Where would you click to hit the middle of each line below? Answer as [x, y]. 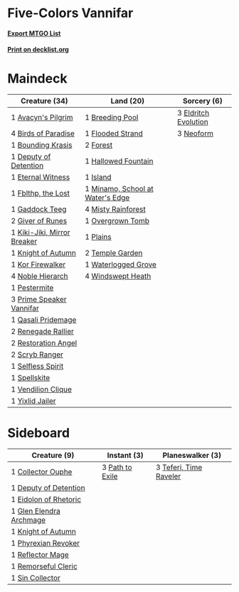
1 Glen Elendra [36, 511]
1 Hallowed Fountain [119, 161]
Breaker [24, 242]
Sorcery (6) [202, 101]
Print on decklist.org [38, 50]
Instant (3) [125, 456]
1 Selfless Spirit [37, 367]
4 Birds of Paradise [43, 133]
